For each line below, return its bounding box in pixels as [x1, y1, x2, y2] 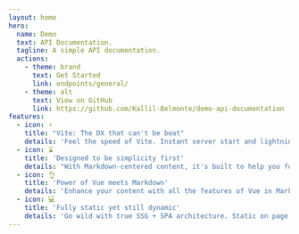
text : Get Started [31, 71, 101, 80]
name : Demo [16, 29, 57, 38]
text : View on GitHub [31, 95, 113, 105]
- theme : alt [24, 87, 73, 96]
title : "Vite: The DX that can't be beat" [24, 129, 185, 138]
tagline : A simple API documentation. [16, 46, 162, 55]
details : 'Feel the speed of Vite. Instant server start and [24, 137, 256, 146]
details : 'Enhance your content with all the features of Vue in [24, 187, 273, 196]
